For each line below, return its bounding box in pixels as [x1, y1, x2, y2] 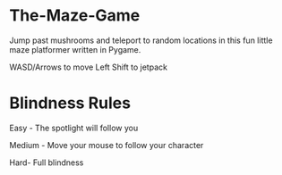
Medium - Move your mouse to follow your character [9, 139, 204, 150]
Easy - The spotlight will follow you [9, 122, 139, 133]
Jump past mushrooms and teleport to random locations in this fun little [9, 35, 273, 46]
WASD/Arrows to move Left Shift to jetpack [9, 62, 168, 72]
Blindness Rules [9, 93, 132, 113]
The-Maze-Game [9, 5, 141, 26]
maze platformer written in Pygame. [9, 44, 141, 54]
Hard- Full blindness [9, 157, 84, 168]
